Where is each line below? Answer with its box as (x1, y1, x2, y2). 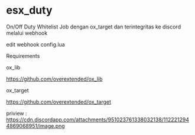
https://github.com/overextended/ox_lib (6, 75, 103, 82)
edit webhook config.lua (6, 41, 65, 48)
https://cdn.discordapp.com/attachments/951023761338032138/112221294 (6, 116, 190, 123)
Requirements (6, 52, 40, 59)
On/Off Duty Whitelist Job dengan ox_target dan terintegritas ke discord (6, 23, 181, 30)
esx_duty (6, 4, 53, 17)
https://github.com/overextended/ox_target (6, 98, 111, 105)
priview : (6, 110, 27, 117)
